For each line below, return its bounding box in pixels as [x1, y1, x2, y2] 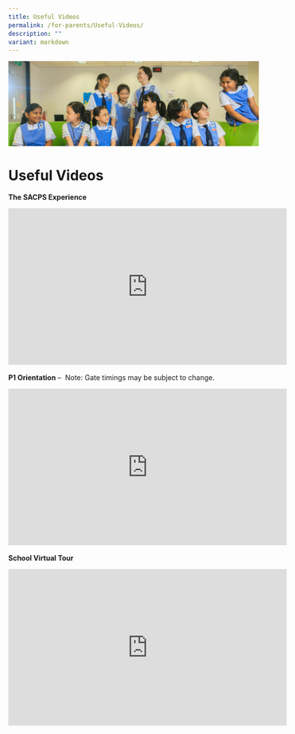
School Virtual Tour [8, 553, 74, 563]
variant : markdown [8, 38, 69, 46]
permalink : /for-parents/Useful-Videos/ [8, 21, 145, 29]
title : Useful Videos [8, 13, 80, 21]
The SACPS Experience [8, 192, 87, 202]
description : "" [8, 29, 62, 37]
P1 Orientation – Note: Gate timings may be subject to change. [8, 373, 215, 383]
